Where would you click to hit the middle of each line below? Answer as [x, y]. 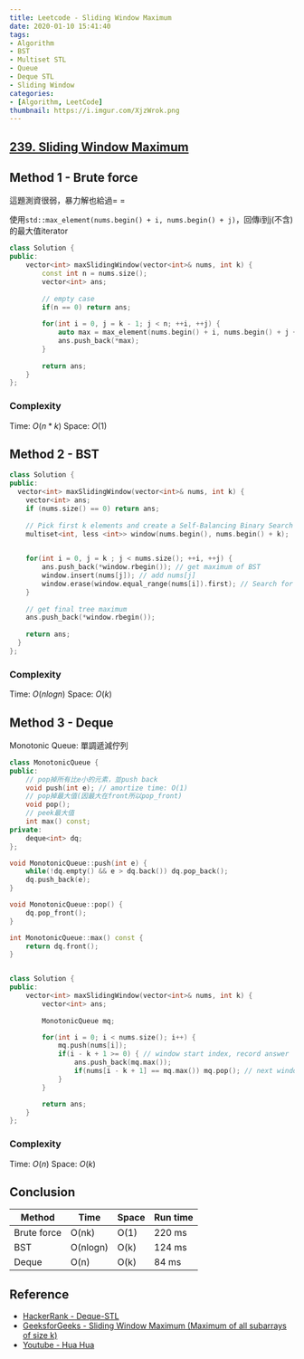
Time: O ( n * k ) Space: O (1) [58, 425]
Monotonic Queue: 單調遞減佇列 [69, 745]
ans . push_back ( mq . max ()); [123, 1063]
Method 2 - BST [54, 455]
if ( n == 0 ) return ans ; [86, 307]
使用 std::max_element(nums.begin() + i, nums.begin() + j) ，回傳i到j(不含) [152, 220]
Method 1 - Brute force [74, 178]
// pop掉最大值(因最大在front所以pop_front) [104, 796]
